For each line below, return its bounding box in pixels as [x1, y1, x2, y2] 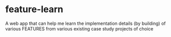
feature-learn [5, 4, 64, 15]
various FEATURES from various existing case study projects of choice [5, 25, 154, 31]
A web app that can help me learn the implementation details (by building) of [5, 20, 166, 26]
